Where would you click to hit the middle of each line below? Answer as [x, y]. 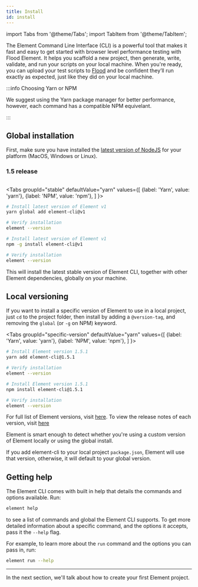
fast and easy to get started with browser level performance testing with [94, 51]
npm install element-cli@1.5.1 [44, 389]
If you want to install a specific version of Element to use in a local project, [96, 311]
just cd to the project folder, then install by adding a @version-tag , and [91, 317]
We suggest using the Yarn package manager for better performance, [91, 99]
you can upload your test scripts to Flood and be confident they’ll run [90, 70]
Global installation [40, 135]
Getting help [29, 477]
